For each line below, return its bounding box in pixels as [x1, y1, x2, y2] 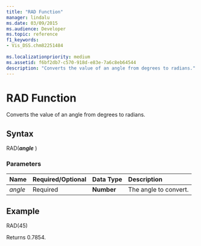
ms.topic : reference [6, 31, 59, 37]
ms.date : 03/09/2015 [6, 20, 59, 26]
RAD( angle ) [6, 144, 37, 152]
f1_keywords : [6, 37, 39, 43]
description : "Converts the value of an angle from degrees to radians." [6, 65, 196, 71]
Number [92, 186, 116, 194]
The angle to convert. [128, 186, 189, 194]
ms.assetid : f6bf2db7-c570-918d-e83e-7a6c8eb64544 [6, 59, 136, 65]
